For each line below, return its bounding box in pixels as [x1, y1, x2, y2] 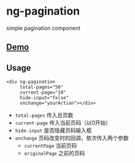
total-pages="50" [19, 84, 64, 91]
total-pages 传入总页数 [15, 111, 74, 119]
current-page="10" [19, 89, 67, 95]
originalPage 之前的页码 [24, 150, 85, 157]
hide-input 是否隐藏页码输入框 [15, 127, 92, 134]
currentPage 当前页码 [24, 142, 77, 150]
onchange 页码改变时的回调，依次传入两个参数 [15, 134, 129, 142]
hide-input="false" [19, 95, 69, 101]
